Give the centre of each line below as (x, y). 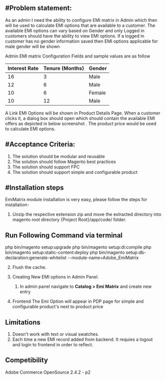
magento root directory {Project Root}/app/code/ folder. (69, 219)
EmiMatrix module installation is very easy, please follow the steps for (76, 200)
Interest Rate (23, 68)
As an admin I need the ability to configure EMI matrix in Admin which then (81, 20)
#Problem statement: (38, 8)
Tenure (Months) (64, 68)
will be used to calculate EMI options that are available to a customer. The (80, 25)
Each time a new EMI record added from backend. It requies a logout (83, 339)
